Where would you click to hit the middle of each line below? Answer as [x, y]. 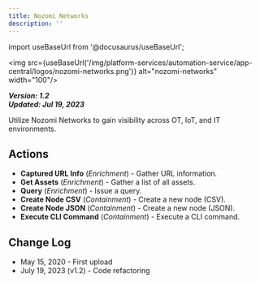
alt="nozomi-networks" [178, 71]
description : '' [36, 24]
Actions [28, 154]
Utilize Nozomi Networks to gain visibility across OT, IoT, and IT [115, 120]
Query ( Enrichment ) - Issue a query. [81, 191]
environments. [32, 128]
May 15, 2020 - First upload [66, 262]
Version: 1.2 [29, 95]
